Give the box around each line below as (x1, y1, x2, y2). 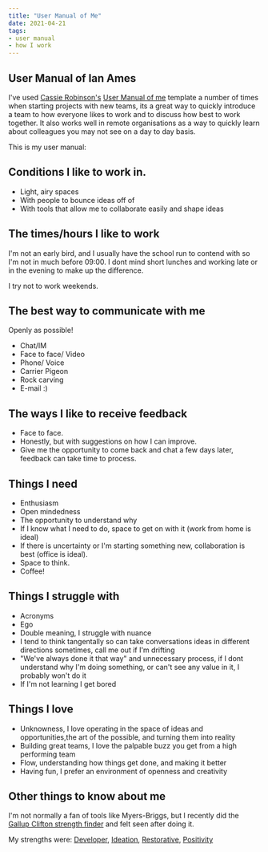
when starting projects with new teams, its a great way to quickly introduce (8, 101, 256, 111)
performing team (19, 749, 76, 759)
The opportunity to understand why (19, 515, 138, 525)
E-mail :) (19, 383, 48, 393)
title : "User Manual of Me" (8, 11, 102, 20)
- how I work (8, 42, 52, 50)
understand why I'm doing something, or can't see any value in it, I (19, 662, 240, 671)
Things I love (8, 703, 74, 716)
